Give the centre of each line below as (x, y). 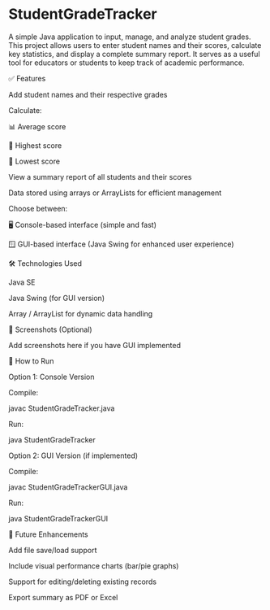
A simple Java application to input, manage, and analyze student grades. (130, 37)
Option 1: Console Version (51, 377)
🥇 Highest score (35, 145)
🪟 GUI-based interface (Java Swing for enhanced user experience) (121, 244)
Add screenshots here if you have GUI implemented (94, 345)
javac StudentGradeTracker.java (62, 408)
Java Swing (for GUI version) (57, 298)
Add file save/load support (53, 550)
